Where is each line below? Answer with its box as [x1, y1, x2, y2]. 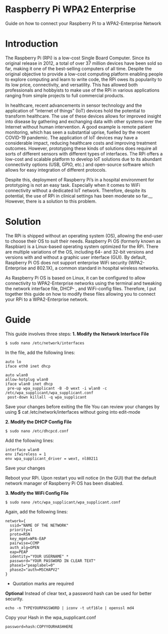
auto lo [5, 359, 22, 364]
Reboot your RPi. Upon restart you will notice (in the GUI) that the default [5, 474, 156, 481]
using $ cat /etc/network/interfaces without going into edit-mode [5, 409, 140, 415]
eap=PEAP [10, 549, 28, 554]
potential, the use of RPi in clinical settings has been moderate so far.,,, [5, 192, 153, 199]
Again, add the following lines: [5, 508, 68, 514]
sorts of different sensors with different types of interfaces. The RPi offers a [5, 150, 163, 156]
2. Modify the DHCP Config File [5, 419, 72, 425]
